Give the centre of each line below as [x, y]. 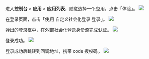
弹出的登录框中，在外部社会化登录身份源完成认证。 [58, 30]
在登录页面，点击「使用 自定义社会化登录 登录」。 [56, 19]
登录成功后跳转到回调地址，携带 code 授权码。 [54, 51]
